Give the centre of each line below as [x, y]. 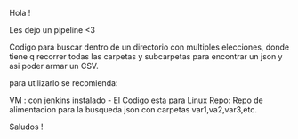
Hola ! [20, 13]
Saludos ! [26, 127]
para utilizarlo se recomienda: [64, 83]
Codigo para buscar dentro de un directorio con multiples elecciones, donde [149, 47]
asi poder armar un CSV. [54, 66]
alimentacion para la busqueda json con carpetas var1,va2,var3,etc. [133, 109]
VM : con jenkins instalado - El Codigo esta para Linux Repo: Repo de [137, 100]
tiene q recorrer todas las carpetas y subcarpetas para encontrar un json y [146, 56]
